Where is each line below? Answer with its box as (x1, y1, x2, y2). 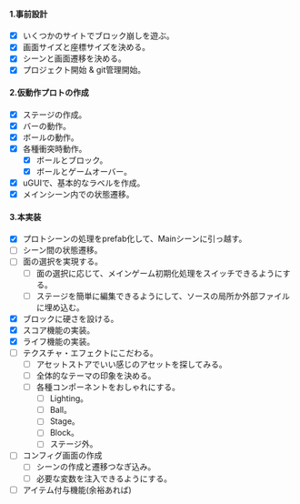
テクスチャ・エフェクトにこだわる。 (22, 347, 158, 358)
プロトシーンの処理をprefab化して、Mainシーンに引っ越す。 (22, 233, 247, 245)
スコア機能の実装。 (22, 324, 95, 336)
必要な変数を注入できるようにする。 (35, 473, 173, 484)
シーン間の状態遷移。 (22, 245, 103, 256)
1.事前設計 (9, 8, 48, 19)
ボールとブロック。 (35, 155, 108, 166)
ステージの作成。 (22, 109, 87, 120)
